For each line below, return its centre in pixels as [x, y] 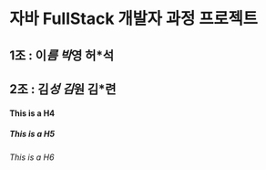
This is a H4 [32, 113]
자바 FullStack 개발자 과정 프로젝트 [133, 19]
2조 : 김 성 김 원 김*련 [63, 89]
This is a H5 [32, 134]
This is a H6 [32, 157]
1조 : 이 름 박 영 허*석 [61, 55]
